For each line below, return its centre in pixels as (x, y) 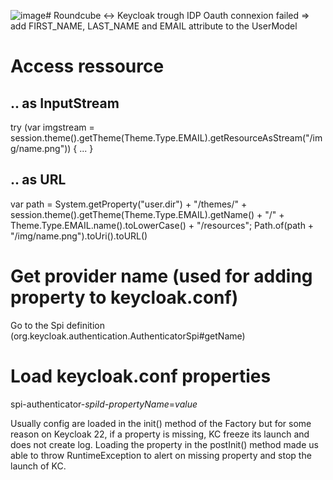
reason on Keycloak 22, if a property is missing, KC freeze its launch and (160, 434)
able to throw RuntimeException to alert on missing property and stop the (161, 455)
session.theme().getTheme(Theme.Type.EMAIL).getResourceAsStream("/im (166, 138)
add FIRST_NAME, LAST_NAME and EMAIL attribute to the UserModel (154, 26)
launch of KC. (38, 466)
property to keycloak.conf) (124, 297)
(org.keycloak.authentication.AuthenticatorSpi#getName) (128, 336)
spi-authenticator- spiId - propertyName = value (104, 404)
